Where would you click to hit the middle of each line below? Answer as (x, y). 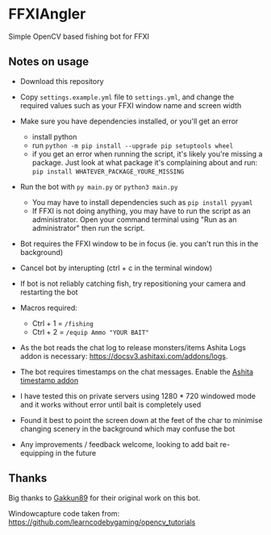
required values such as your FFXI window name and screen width (131, 105)
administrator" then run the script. (88, 228)
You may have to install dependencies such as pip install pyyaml (142, 202)
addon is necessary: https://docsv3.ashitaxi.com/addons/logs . (124, 356)
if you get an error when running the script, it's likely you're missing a (147, 153)
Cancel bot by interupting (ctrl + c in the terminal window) (116, 268)
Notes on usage (49, 62)
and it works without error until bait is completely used (110, 404)
